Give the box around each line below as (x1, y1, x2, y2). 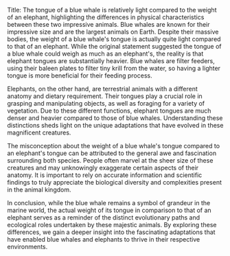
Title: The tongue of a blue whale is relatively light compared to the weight (7, 6, 217, 14)
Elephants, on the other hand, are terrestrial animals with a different (7, 85, 198, 93)
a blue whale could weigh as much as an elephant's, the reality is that (7, 49, 204, 58)
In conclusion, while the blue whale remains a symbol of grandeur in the (7, 199, 211, 207)
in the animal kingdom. (7, 185, 71, 194)
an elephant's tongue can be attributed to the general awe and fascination (7, 149, 217, 157)
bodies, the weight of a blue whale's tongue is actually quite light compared (7, 35, 221, 43)
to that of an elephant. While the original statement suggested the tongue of (7, 43, 222, 50)
